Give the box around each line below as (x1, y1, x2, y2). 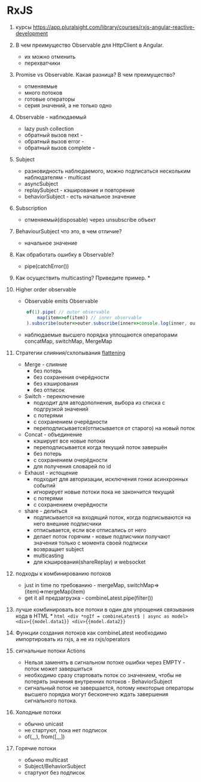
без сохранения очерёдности (33, 373, 109, 381)
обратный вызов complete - (24, 144, 95, 151)
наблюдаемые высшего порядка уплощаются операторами (24, 331, 178, 338)
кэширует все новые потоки (33, 437, 106, 444)
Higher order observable (15, 285, 77, 293)
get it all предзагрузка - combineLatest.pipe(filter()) (24, 594, 153, 601)
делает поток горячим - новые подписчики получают (33, 533, 170, 540)
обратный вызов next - (24, 131, 83, 139)
